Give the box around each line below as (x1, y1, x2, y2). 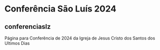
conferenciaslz (4, 23, 51, 31)
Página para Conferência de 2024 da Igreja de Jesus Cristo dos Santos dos (4, 35, 156, 41)
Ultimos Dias (4, 40, 30, 46)
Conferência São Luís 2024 (4, 3, 117, 14)
